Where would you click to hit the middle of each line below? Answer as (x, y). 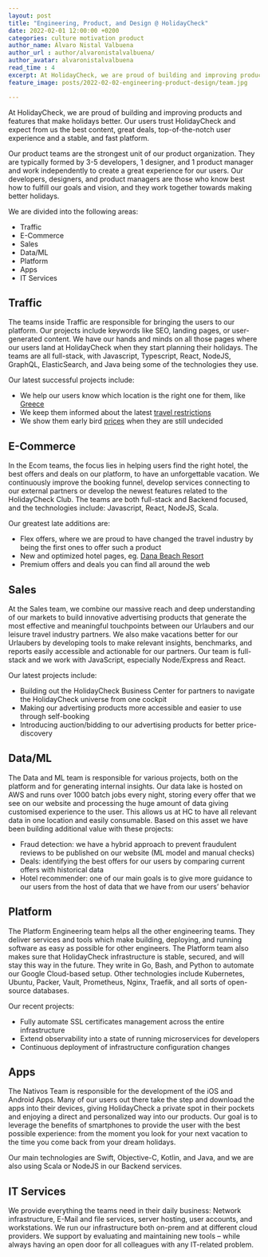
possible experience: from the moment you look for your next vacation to (128, 1134)
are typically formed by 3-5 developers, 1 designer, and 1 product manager (131, 162)
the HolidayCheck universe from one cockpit (93, 699)
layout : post (30, 16)
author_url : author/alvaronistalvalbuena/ (82, 53)
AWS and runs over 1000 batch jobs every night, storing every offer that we (132, 794)
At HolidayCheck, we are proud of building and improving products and (125, 112)
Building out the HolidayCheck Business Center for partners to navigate (137, 690)
